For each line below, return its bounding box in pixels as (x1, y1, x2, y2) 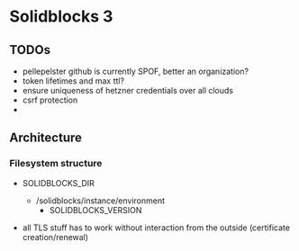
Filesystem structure (9, 157, 103, 170)
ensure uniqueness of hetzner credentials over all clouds (22, 85, 234, 95)
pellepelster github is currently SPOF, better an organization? (22, 66, 249, 76)
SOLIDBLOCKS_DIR (22, 177, 95, 188)
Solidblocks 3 (9, 6, 113, 27)
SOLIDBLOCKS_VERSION (49, 204, 142, 215)
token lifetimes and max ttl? (22, 76, 124, 86)
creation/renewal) (22, 231, 88, 242)
